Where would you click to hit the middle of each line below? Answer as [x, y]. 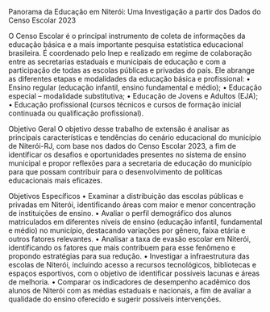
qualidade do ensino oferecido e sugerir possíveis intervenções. [115, 299]
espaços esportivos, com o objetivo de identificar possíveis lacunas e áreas [134, 273]
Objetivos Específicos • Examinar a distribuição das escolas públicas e [126, 196]
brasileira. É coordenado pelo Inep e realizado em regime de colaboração [130, 53]
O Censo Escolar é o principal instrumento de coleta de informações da [127, 36]
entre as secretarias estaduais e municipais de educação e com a [117, 61]
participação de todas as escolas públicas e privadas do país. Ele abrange [132, 70]
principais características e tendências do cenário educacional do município [135, 137]
